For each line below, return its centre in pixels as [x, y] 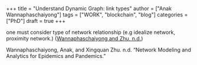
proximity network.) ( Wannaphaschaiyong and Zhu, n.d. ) [75, 38]
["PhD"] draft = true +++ [36, 21]
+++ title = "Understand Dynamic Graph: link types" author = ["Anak [89, 8]
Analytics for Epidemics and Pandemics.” [56, 56]
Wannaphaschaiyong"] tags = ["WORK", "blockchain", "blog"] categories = [97, 15]
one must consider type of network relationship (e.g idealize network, [91, 32]
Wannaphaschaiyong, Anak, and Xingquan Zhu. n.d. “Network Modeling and [99, 50]
